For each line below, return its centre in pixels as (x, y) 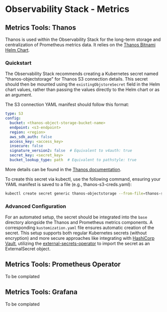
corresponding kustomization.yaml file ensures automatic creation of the (80, 228)
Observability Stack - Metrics (67, 9)
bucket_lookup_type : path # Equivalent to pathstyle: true (73, 160)
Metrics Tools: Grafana (42, 292)
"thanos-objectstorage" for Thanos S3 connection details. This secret (77, 79)
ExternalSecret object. (28, 249)
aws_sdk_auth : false (31, 137)
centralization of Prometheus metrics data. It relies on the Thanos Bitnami (80, 45)
